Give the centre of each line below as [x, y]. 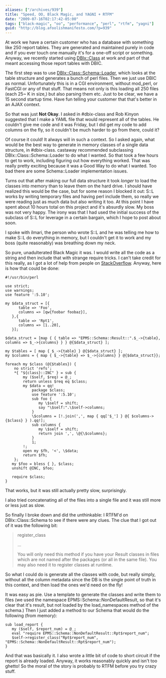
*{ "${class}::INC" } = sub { [45, 373]
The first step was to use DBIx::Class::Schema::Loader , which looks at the [80, 73]
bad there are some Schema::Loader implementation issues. [66, 171]
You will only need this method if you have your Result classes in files [88, 554]
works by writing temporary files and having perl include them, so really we [82, 197]
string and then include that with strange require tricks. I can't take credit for [83, 258]
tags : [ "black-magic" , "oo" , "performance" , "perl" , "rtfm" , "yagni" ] [80, 24]
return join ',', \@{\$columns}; [73, 434]
